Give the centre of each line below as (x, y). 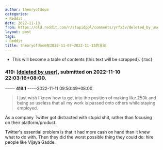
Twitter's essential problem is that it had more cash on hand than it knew (78, 132)
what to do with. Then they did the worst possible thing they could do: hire (79, 137)
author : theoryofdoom (27, 9)
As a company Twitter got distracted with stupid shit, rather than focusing (79, 117)
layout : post (18, 32)
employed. (27, 108)
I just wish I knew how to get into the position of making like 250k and (86, 98)
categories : (17, 14)
